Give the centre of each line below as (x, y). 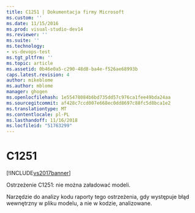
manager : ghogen (27, 92)
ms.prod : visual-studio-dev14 (45, 29)
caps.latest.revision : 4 (38, 75)
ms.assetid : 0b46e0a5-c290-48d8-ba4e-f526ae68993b (72, 69)
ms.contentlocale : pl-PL (38, 114)
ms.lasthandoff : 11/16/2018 (42, 120)
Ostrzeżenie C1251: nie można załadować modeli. (68, 185)
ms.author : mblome (30, 86)
